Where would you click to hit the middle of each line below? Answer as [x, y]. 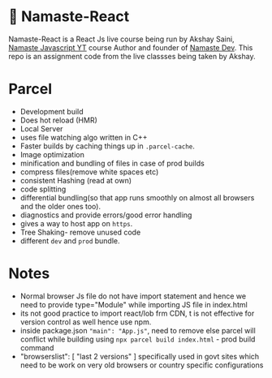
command [37, 347]
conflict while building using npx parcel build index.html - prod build [138, 339]
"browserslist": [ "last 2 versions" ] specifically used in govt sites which [140, 356]
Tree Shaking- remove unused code [80, 232]
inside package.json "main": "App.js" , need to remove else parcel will [138, 330]
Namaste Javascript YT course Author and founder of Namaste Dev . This [131, 47]
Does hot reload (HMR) [58, 120]
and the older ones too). [60, 206]
